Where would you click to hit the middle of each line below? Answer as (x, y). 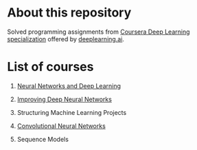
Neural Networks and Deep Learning (69, 86)
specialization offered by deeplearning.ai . (66, 39)
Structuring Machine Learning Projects (72, 112)
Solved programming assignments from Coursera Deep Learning (98, 32)
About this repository (69, 13)
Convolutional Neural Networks (61, 126)
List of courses (50, 67)
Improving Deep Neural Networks (64, 99)
